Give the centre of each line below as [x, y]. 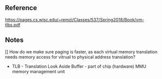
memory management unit [38, 71]
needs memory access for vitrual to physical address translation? [70, 57]
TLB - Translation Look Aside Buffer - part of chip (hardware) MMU [79, 66]
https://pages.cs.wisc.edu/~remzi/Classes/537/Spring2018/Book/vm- [75, 19]
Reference [21, 8]
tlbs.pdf [13, 25]
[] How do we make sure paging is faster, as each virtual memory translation [81, 52]
